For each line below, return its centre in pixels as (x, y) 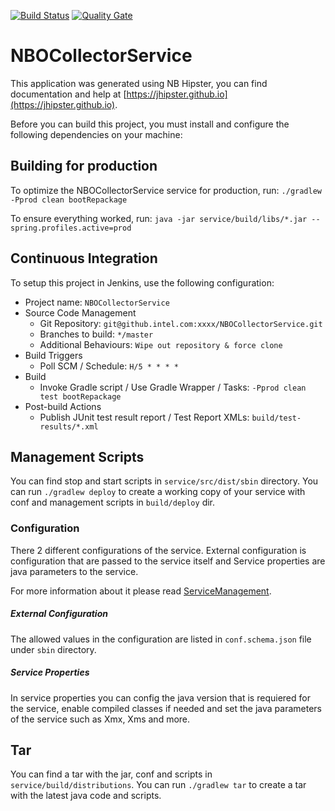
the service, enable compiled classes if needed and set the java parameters (166, 708)
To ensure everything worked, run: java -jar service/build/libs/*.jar (159, 218)
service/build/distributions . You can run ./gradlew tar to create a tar (158, 785)
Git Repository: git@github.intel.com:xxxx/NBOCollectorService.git (181, 323)
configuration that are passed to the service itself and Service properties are (168, 561)
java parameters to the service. (74, 571)
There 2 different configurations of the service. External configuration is (158, 550)
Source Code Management (80, 312)
